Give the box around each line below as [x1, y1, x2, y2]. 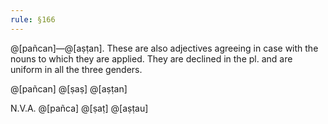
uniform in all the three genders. [10, 63, 143, 75]
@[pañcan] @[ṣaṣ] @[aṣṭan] [10, 82, 128, 95]
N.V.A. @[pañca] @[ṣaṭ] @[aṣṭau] [10, 102, 149, 114]
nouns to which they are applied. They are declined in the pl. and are [10, 52, 293, 65]
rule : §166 [10, 14, 56, 25]
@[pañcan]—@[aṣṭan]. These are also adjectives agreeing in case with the [10, 42, 319, 54]
